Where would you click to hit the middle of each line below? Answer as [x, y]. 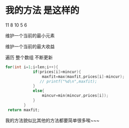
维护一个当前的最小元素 [30, 35]
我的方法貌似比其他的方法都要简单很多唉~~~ [52, 120]
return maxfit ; [24, 110]
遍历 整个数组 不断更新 [29, 57]
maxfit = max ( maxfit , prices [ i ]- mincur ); [83, 77]
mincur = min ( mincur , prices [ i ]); [75, 96]
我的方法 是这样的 [42, 10]
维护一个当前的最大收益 [30, 46]
